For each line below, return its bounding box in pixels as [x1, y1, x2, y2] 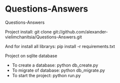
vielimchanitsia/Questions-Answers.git [5, 34, 82, 40]
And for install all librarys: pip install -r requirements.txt [5, 43, 115, 49]
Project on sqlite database [5, 52, 57, 59]
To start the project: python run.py [12, 72, 81, 78]
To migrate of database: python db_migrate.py [12, 67, 105, 73]
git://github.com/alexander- [52, 29, 108, 34]
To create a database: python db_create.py [12, 62, 99, 68]
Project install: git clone [5, 29, 52, 34]
